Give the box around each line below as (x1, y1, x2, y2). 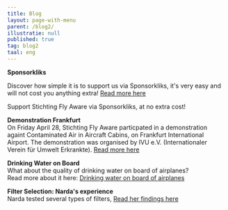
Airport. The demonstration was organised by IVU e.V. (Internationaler (7, 138, 207, 146)
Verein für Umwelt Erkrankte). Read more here (7, 145, 140, 154)
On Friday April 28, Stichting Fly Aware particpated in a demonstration (7, 123, 208, 131)
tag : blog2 (7, 42, 39, 49)
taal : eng (7, 49, 36, 56)
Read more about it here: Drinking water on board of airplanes (7, 173, 185, 181)
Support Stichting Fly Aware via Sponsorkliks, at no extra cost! (7, 102, 186, 111)
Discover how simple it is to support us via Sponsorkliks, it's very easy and (7, 81, 221, 90)
